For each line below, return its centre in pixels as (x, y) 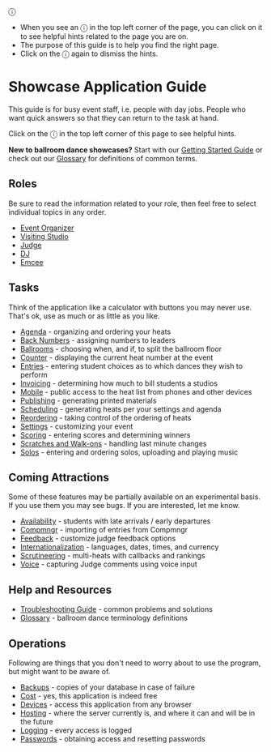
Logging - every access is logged (76, 730)
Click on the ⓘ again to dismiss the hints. (89, 53)
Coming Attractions (59, 477)
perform (34, 374)
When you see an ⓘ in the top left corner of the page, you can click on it (141, 27)
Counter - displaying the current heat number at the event (116, 357)
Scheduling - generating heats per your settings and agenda (121, 409)
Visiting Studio (44, 236)
